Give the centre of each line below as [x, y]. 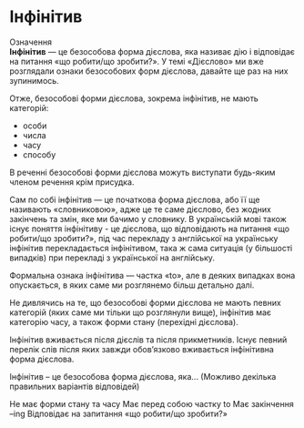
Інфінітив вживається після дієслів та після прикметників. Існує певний [148, 340]
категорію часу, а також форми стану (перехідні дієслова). [124, 321]
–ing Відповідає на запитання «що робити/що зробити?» [118, 413]
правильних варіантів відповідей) [75, 386]
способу [39, 154]
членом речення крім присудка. [72, 182]
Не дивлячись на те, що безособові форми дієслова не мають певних [146, 302]
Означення [31, 42]
